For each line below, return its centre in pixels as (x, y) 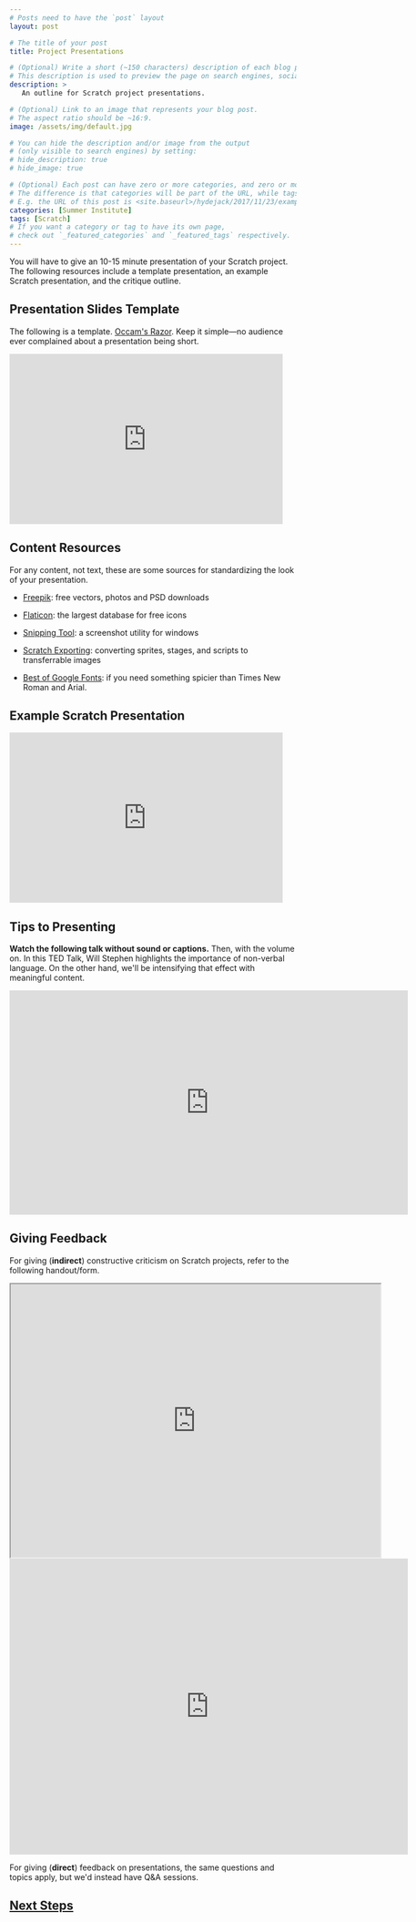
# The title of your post (58, 43)
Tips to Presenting (63, 927)
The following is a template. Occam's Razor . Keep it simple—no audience (147, 331)
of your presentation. (49, 579)
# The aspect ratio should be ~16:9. (81, 118)
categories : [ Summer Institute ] (71, 210)
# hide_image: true (46, 169)
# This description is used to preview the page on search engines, (142, 77)
